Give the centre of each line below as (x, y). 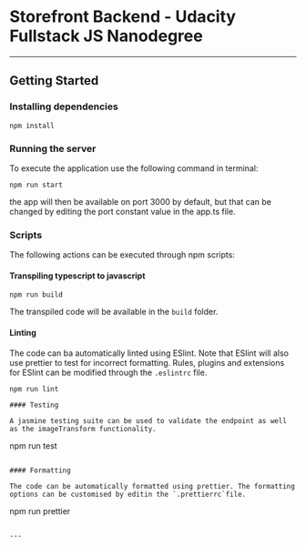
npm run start (36, 185)
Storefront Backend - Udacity (123, 17)
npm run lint (34, 389)
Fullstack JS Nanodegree (106, 36)
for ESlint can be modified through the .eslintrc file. (108, 372)
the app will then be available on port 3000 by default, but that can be (140, 201)
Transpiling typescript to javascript (77, 276)
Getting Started (54, 81)
